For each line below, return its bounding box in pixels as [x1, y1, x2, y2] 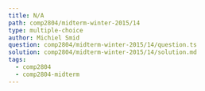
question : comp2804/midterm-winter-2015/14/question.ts [8, 41, 197, 49]
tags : [8, 56, 26, 64]
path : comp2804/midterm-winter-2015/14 [8, 19, 141, 27]
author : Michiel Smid [8, 33, 80, 42]
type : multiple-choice [8, 26, 83, 34]
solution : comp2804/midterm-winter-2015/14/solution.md [8, 48, 197, 56]
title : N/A [8, 11, 44, 20]
